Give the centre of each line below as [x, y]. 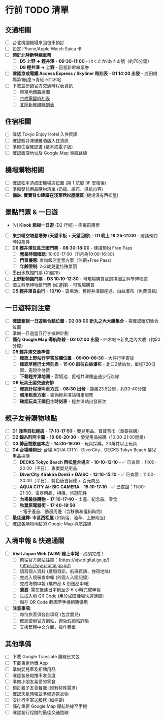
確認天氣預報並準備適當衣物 [40, 694]
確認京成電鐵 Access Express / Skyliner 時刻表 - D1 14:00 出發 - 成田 [82, 73]
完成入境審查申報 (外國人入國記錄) [54, 577]
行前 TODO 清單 [37, 10]
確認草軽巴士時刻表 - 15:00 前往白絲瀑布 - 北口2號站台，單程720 [85, 364]
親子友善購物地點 [31, 418]
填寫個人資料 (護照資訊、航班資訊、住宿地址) [65, 571]
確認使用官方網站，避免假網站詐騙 [54, 621]
